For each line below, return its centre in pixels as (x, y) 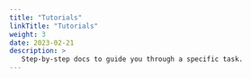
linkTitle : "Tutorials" (54, 26)
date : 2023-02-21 (42, 43)
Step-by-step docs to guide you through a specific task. (132, 59)
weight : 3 (28, 34)
